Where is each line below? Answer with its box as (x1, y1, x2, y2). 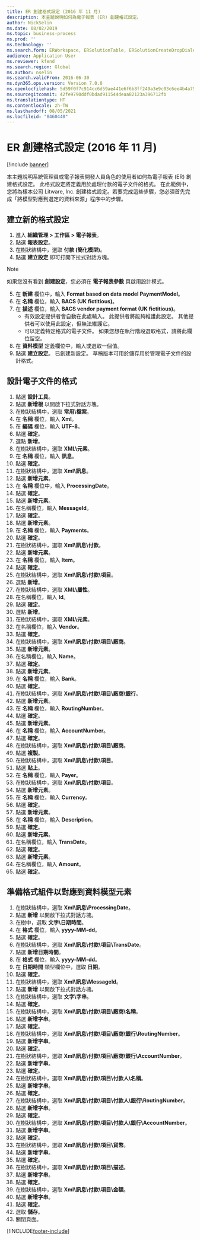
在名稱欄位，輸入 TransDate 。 (15, 838, 91, 845)
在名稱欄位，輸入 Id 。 (15, 593, 69, 600)
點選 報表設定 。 (15, 239, 54, 246)
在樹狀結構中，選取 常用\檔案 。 (15, 408, 93, 415)
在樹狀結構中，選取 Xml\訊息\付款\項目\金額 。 (15, 1185, 129, 1193)
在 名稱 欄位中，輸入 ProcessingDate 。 (15, 482, 112, 489)
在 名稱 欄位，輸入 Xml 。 (15, 415, 77, 422)
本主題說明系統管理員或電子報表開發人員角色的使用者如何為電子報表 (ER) (7, 173, 185, 180)
